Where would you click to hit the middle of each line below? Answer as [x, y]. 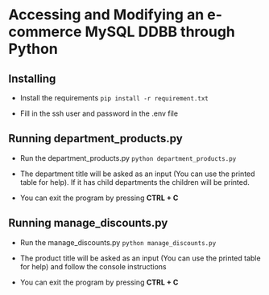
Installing [32, 78]
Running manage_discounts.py [88, 223]
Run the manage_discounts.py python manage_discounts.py [118, 242]
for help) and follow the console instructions [93, 266]
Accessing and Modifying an [106, 15]
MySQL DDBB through [160, 32]
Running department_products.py [95, 139]
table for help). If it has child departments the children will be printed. [134, 182]
